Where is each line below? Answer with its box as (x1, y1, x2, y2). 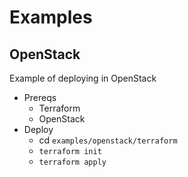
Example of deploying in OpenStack (9, 72, 157, 84)
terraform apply (38, 157, 107, 167)
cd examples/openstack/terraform (38, 134, 178, 146)
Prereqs (23, 92, 57, 103)
